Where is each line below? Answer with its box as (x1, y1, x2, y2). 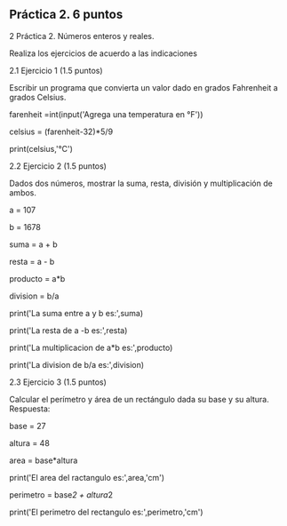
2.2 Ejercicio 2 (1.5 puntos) (9, 160, 107, 171)
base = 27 (9, 420, 46, 431)
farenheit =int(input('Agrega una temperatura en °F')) (9, 108, 203, 119)
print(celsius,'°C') (9, 143, 74, 154)
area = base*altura (9, 455, 78, 466)
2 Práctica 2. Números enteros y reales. (9, 30, 155, 41)
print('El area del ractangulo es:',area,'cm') (9, 472, 164, 482)
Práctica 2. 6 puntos (9, 7, 124, 22)
